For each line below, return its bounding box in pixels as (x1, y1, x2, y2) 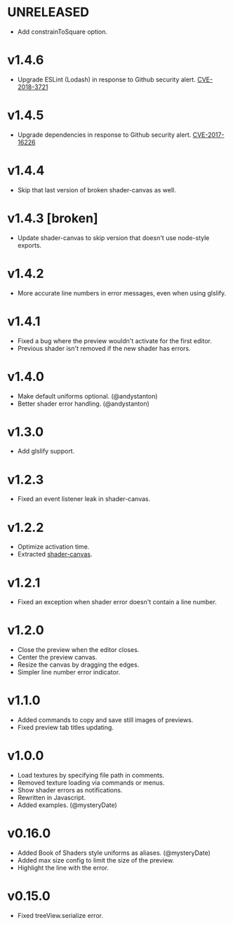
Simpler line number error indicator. (17, 668, 121, 677)
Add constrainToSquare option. (17, 27, 107, 36)
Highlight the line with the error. (17, 864, 109, 872)
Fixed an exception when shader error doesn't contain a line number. (17, 598, 218, 606)
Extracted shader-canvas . (17, 550, 93, 559)
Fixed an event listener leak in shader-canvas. (17, 495, 151, 503)
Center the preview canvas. (17, 653, 98, 662)
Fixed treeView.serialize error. (17, 911, 104, 919)
